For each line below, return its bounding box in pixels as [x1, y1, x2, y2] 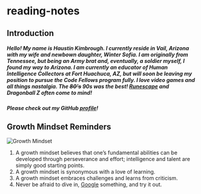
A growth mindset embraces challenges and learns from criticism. [15, 175, 178, 182]
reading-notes [7, 4, 80, 18]
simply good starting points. [15, 162, 85, 169]
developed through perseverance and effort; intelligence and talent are [15, 156, 190, 163]
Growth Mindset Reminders [7, 122, 111, 132]
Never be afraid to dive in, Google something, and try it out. [15, 181, 162, 188]
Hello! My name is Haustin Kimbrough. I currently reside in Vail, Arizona [7, 45, 190, 52]
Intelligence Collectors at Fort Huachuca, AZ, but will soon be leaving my [7, 70, 192, 77]
